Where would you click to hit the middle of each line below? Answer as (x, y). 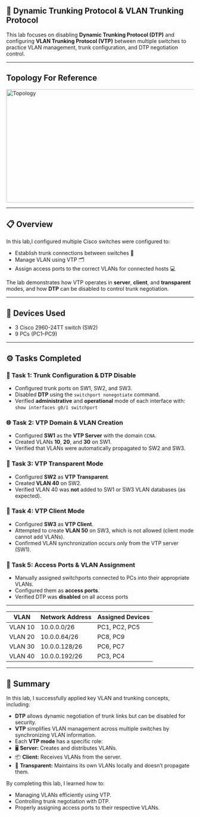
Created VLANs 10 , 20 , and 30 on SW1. (63, 442)
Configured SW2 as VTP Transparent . (62, 477)
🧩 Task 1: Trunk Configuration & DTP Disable (71, 375)
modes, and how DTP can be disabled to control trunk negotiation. (87, 289)
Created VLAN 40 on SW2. (48, 483)
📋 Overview (30, 224)
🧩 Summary (28, 684)
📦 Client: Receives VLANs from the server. (68, 757)
